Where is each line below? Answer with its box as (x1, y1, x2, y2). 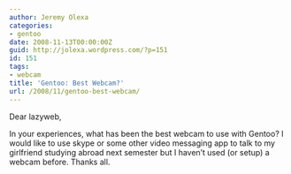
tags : (9, 63, 29, 72)
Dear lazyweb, (9, 111, 62, 122)
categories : (9, 21, 53, 30)
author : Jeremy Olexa (9, 12, 89, 22)
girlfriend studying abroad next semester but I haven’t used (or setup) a (9, 147, 270, 157)
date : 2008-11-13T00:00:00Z (9, 37, 113, 47)
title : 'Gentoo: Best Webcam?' (9, 79, 125, 87)
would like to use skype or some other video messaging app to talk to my (9, 138, 276, 148)
